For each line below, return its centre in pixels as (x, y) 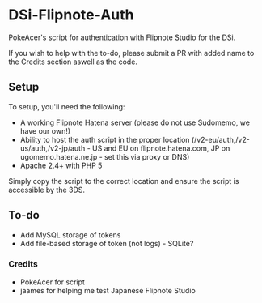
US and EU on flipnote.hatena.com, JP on (161, 148)
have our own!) (45, 130)
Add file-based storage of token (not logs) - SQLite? (107, 243)
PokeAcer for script (52, 282)
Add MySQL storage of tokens (70, 235)
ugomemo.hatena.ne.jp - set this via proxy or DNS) (105, 156)
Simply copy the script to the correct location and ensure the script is (124, 181)
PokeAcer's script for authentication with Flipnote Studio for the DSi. (122, 37)
